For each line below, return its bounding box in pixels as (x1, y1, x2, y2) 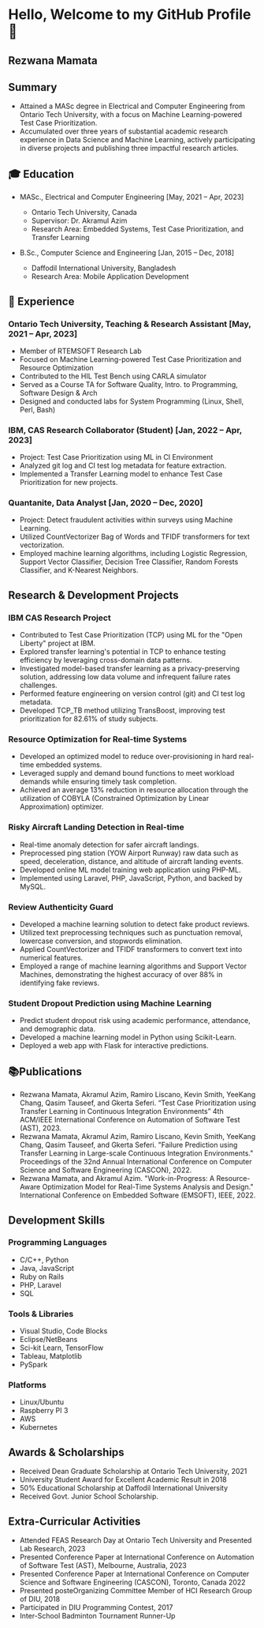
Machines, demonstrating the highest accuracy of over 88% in (19, 970, 223, 979)
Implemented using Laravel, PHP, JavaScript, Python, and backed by (19, 873, 243, 882)
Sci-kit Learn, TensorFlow (19, 1343, 104, 1352)
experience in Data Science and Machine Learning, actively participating (19, 135, 256, 145)
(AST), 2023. (19, 1123, 61, 1133)
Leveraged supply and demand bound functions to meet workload (19, 769, 235, 778)
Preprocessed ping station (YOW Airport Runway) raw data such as (19, 848, 239, 858)
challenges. (19, 681, 58, 690)
